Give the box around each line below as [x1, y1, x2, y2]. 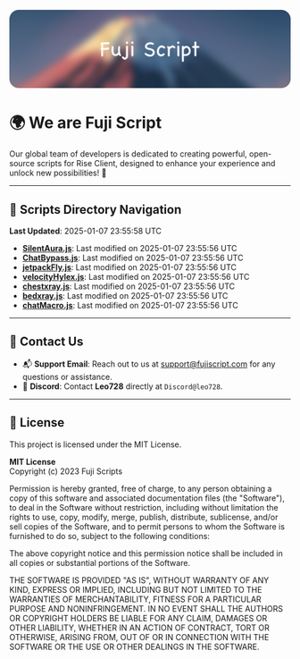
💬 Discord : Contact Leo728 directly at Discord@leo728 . [21, 381, 223, 392]
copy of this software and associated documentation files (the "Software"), [9, 493, 286, 503]
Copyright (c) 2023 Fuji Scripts [9, 466, 123, 477]
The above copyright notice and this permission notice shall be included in [9, 547, 283, 559]
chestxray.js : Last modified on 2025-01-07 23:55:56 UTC [21, 281, 235, 291]
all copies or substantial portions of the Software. [9, 557, 190, 568]
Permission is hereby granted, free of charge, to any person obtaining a [9, 483, 272, 494]
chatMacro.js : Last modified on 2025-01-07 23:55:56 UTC [21, 300, 238, 311]
